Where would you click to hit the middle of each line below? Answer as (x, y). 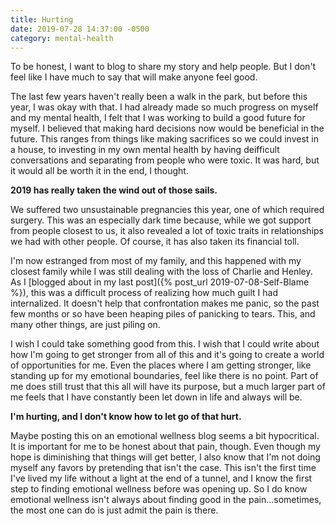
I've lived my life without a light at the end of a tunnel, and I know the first (161, 478)
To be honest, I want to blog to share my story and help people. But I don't (163, 67)
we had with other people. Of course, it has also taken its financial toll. (155, 242)
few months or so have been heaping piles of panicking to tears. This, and (163, 314)
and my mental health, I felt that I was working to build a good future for (158, 118)
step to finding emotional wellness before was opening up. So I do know (159, 489)
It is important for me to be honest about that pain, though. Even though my (165, 447)
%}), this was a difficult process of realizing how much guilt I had (144, 293)
